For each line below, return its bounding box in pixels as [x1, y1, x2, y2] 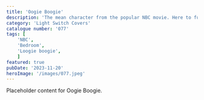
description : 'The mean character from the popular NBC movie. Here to [6, 14, 191, 20]
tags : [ [6, 31, 26, 37]
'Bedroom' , [17, 43, 45, 49]
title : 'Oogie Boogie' [6, 8, 64, 15]
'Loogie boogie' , [17, 48, 61, 54]
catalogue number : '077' [6, 25, 69, 32]
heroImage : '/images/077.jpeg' [6, 70, 86, 77]
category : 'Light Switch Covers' [6, 20, 91, 26]
